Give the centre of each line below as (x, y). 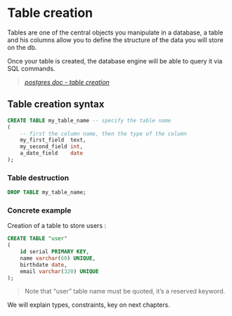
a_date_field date (51, 153)
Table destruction (38, 177)
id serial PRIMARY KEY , (55, 252)
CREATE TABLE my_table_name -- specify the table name (89, 120)
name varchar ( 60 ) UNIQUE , (58, 258)
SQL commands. (31, 68)
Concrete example (39, 210)
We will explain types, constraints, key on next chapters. (89, 305)
